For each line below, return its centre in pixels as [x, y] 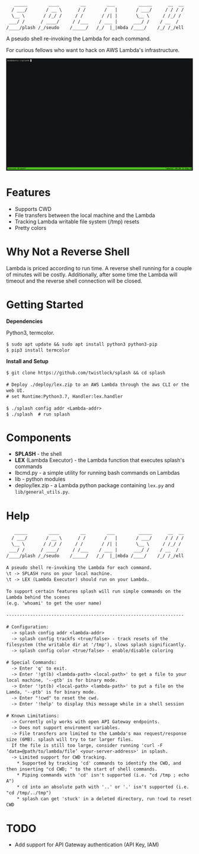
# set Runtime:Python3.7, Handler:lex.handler [65, 396]
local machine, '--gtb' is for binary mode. [62, 680]
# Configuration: [28, 627]
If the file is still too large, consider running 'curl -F [87, 746]
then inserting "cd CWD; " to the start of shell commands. [82, 769]
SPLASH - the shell [38, 454]
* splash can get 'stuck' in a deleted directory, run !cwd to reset [105, 799]
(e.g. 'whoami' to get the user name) [54, 603]
